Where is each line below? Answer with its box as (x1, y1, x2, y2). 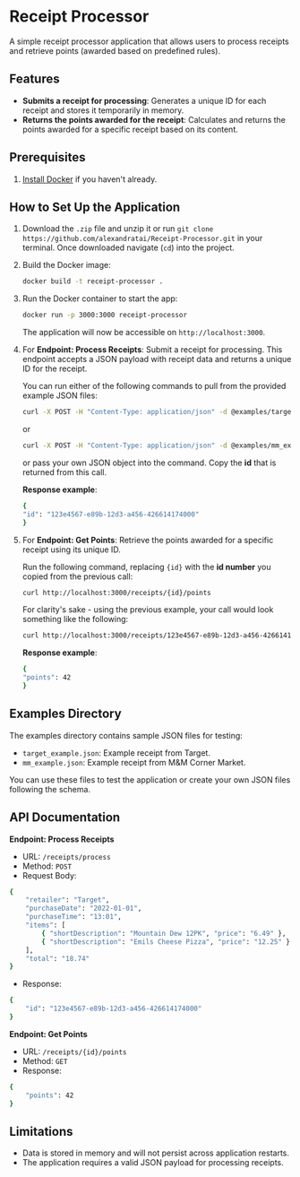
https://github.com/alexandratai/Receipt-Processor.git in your (21, 233, 263, 244)
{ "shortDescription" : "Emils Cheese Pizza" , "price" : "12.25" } (41, 937, 291, 947)
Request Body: (21, 870, 77, 880)
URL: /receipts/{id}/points (21, 1046, 127, 1057)
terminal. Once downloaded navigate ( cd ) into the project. (21, 242, 235, 253)
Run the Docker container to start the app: (21, 293, 178, 304)
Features (9, 72, 60, 87)
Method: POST (21, 861, 73, 871)
